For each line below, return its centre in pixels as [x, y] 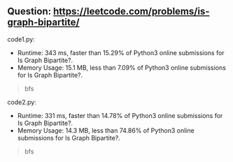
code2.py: [22, 102]
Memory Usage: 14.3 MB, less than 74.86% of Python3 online [106, 130]
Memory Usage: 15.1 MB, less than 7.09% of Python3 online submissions [121, 67]
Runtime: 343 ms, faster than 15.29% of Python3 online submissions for [121, 52]
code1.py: [21, 39]
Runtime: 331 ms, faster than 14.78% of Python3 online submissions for [120, 115]
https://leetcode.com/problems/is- [131, 12]
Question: [29, 12]
